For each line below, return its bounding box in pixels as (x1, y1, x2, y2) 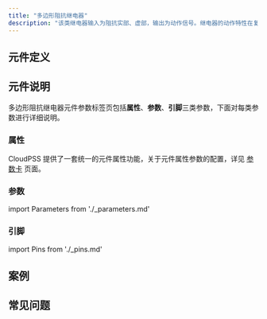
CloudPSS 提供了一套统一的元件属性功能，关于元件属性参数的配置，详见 (8, 154, 245, 163)
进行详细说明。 (14, 112, 64, 122)
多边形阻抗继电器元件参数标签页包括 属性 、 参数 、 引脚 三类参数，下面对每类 (8, 103, 252, 112)
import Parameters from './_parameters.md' (8, 204, 150, 214)
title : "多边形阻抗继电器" (8, 11, 88, 20)
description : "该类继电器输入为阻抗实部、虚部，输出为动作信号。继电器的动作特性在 (8, 19, 253, 27)
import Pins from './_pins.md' (8, 244, 103, 254)
